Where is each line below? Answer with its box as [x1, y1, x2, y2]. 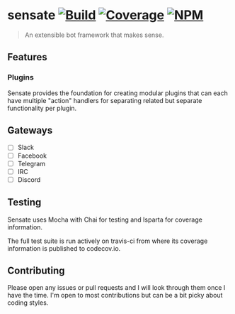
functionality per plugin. [7, 104, 77, 112]
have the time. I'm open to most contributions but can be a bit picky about [7, 291, 223, 300]
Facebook [17, 151, 47, 160]
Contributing [7, 264, 65, 276]
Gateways [7, 124, 53, 136]
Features [7, 51, 47, 63]
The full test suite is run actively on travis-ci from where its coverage [7, 237, 208, 245]
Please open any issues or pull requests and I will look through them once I [7, 283, 226, 292]
